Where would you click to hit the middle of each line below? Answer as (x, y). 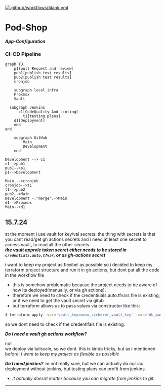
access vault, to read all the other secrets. (48, 245)
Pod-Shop (26, 28)
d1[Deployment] (30, 121)
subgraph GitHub (31, 138)
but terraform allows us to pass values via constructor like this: (76, 306)
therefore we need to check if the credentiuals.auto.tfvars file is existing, (86, 295)
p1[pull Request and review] (44, 69)
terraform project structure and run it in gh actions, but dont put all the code (82, 270)
